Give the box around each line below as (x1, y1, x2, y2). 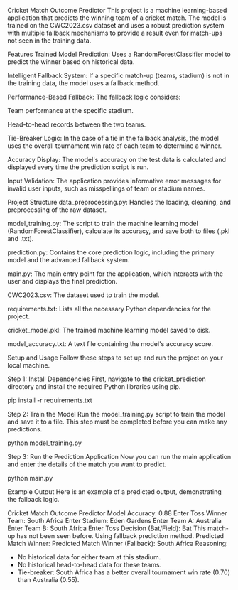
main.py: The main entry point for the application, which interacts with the (7, 269, 224, 278)
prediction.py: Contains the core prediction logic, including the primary (7, 248, 215, 257)
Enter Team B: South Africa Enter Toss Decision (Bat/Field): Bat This (7, 524, 206, 532)
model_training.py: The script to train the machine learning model (7, 220, 199, 227)
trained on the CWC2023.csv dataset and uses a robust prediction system (7, 21, 225, 29)
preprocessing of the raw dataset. (7, 205, 107, 214)
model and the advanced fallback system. (7, 256, 130, 264)
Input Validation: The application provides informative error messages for (7, 177, 222, 185)
